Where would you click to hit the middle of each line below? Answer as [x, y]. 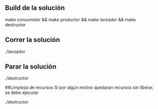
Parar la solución [31, 67]
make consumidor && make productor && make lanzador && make [71, 19]
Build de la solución [35, 8]
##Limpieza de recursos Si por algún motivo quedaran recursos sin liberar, [79, 88]
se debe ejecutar [22, 93]
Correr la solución [33, 40]
